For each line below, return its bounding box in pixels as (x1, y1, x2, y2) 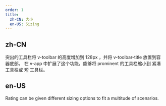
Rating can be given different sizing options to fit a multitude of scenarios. (5, 95, 159, 101)
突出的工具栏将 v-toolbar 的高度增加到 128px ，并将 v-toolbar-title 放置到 (5, 54, 156, 61)
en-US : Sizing (10, 21, 39, 27)
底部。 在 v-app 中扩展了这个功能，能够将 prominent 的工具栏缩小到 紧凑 (9, 61, 161, 67)
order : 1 (5, 7, 24, 13)
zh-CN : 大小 (10, 17, 34, 22)
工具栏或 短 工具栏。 (5, 67, 48, 73)
